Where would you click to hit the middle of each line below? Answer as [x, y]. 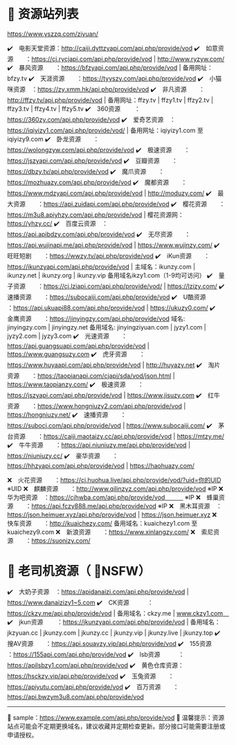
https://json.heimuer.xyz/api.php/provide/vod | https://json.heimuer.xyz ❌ [112, 514]
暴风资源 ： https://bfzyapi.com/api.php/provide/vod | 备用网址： [116, 67]
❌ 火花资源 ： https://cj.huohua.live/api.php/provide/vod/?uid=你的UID [114, 480]
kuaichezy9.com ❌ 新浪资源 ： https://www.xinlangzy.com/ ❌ [101, 532]
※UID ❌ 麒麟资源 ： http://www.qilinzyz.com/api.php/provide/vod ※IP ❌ [115, 488]
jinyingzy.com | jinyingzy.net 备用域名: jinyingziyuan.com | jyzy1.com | [107, 327]
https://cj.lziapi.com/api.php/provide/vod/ [103, 286]
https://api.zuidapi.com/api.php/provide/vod [107, 204]
